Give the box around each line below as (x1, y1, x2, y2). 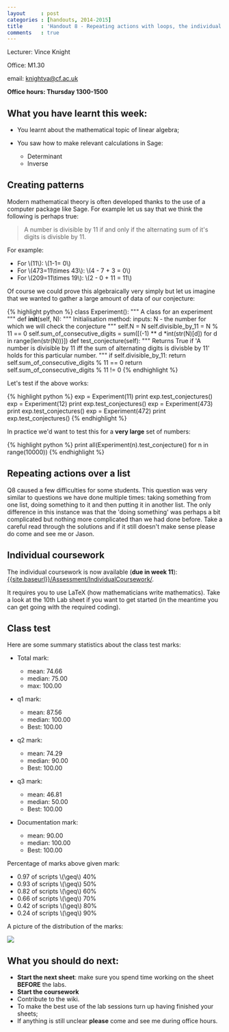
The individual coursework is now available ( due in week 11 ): (7, 568, 178, 576)
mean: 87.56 (27, 708, 62, 716)
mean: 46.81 (27, 790, 62, 798)
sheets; (16, 1009, 38, 1018)
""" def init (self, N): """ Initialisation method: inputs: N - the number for (7, 314, 206, 323)
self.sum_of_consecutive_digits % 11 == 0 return (7, 358, 142, 366)
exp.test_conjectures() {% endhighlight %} (7, 414, 127, 422)
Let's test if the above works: (7, 379, 89, 387)
